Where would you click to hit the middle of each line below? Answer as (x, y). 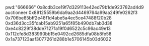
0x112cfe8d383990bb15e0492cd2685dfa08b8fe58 (58, 34)
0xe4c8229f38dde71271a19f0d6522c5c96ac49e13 (58, 28)
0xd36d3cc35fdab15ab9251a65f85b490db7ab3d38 (59, 23)
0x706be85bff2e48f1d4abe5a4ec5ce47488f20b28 (58, 18)
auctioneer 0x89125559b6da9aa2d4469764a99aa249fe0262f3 (71, 12)
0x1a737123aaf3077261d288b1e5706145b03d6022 (58, 39)
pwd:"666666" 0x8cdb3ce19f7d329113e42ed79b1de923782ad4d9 (75, 7)
